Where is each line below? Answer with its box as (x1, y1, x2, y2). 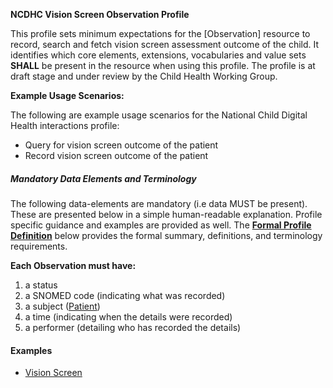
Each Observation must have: (10, 259, 137, 271)
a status (24, 279, 58, 291)
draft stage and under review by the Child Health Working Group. (10, 70, 278, 82)
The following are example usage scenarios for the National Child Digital (10, 109, 308, 121)
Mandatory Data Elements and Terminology (10, 172, 197, 184)
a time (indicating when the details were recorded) (24, 310, 233, 323)
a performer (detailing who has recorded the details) (24, 321, 242, 333)
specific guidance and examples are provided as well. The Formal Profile (10, 219, 312, 231)
